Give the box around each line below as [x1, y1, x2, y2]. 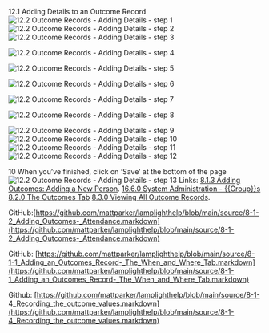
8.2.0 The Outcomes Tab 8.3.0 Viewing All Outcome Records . [8, 193, 211, 201]
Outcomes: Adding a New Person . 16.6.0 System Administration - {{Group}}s [8, 184, 261, 193]
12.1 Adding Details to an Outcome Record [8, 7, 147, 16]
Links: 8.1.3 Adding [179, 176, 241, 185]
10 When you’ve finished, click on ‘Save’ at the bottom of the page [8, 167, 227, 176]
